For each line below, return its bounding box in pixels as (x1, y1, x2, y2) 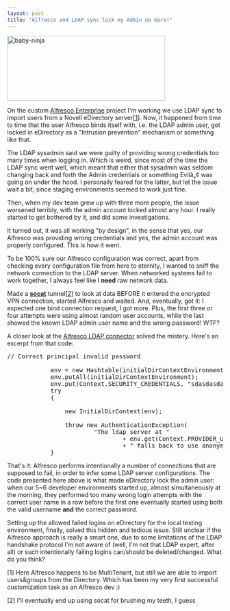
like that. (7, 135, 31, 143)
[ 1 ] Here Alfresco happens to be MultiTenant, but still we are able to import (7, 568, 217, 577)
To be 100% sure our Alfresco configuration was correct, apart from (7, 254, 199, 262)
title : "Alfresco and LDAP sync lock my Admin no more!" (7, 16, 173, 23)
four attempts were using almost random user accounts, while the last (7, 311, 204, 319)
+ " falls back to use (122, 441, 199, 450)
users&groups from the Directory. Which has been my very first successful (7, 575, 218, 584)
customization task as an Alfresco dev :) (7, 583, 120, 591)
